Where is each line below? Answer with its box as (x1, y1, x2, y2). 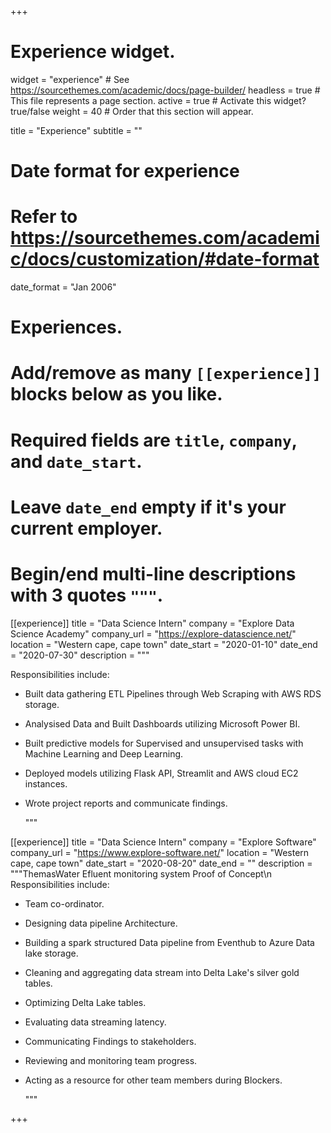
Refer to (10, 206, 78, 228)
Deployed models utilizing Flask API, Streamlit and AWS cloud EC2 (24, 767, 299, 779)
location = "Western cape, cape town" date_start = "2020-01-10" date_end (10, 638, 318, 650)
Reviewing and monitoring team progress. (24, 1054, 198, 1066)
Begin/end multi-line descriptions (10, 563, 297, 585)
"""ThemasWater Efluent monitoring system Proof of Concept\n (10, 867, 273, 880)
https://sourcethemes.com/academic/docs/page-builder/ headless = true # (10, 84, 321, 96)
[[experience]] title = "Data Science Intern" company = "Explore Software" (10, 836, 317, 848)
